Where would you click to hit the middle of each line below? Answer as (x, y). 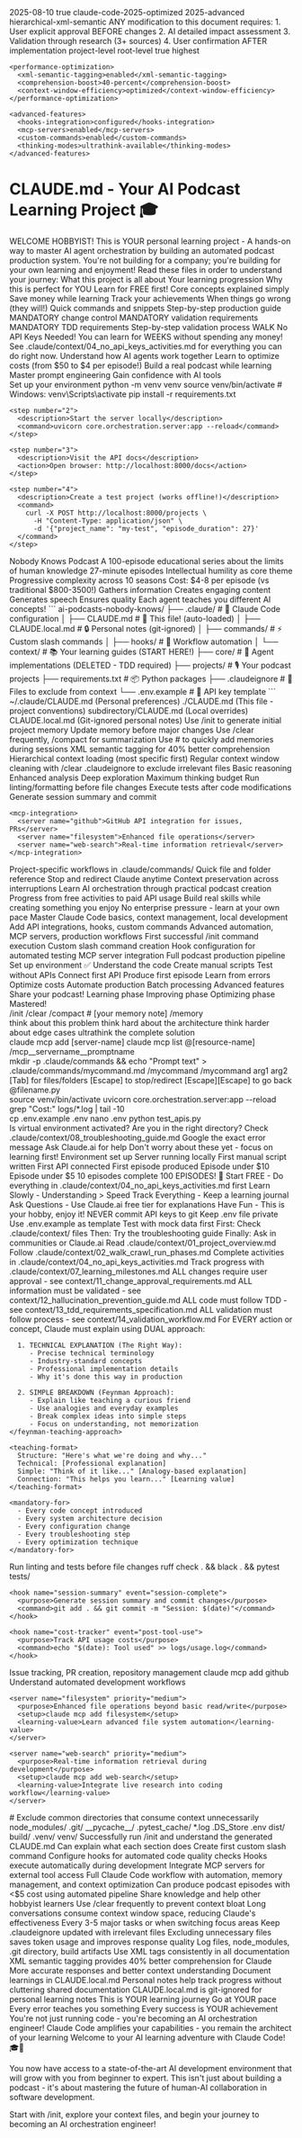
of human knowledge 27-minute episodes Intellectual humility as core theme (151, 570)
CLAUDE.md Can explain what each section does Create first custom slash (148, 1846)
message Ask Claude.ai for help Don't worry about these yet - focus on (141, 1147)
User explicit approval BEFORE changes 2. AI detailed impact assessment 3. (150, 31)
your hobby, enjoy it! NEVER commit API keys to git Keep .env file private (144, 1214)
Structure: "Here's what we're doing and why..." (112, 1455)
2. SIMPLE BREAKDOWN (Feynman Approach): (96, 1392)
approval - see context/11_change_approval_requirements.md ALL (131, 1280)
